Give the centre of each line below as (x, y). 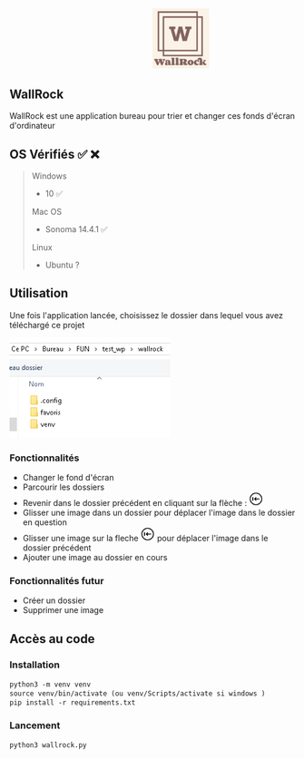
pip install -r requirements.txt (73, 703)
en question (45, 522)
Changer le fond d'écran (68, 478)
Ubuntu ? (62, 265)
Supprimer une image (63, 610)
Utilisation (39, 293)
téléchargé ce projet (47, 325)
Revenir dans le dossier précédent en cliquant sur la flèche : (135, 503)
